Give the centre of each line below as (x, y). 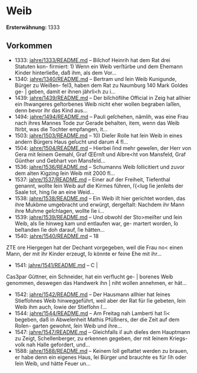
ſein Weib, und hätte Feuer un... (52, 363)
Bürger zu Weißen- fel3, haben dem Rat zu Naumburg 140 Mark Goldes (101, 85)
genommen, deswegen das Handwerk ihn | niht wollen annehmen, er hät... (96, 283)
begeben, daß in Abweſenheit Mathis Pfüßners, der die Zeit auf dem (97, 319)
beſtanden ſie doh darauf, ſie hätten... (60, 229)
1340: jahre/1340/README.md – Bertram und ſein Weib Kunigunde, (96, 79)
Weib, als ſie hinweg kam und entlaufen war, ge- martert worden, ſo (96, 223)
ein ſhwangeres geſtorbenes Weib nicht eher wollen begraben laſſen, (98, 104)
